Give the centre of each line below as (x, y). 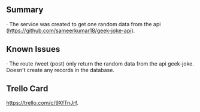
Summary (25, 10)
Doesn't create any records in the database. (60, 70)
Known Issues (33, 49)
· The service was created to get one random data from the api (84, 24)
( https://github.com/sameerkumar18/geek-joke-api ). (71, 30)
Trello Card (27, 89)
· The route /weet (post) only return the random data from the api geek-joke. (100, 63)
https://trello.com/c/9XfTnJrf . (43, 103)
